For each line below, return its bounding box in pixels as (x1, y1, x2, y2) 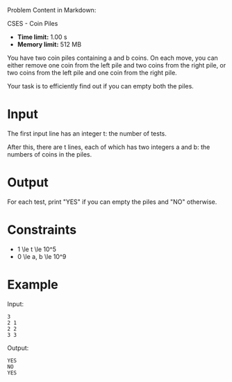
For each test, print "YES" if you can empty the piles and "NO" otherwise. (7, 198, 217, 206)
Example (7, 277, 58, 292)
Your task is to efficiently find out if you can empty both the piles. (7, 82, 194, 90)
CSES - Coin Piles (7, 19, 58, 27)
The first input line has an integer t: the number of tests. (7, 129, 167, 138)
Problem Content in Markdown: (7, 6, 97, 14)
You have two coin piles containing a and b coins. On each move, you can (7, 54, 219, 62)
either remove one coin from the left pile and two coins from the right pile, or (7, 61, 226, 69)
